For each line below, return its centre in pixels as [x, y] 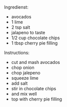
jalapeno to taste [28, 32]
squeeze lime [25, 78]
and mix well [24, 94]
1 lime [17, 22]
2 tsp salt [21, 27]
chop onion [23, 67]
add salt [19, 83]
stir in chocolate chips [34, 88]
